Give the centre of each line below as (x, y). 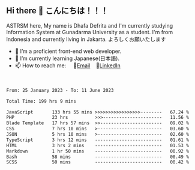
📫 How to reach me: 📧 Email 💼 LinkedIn (68, 65)
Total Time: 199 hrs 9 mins (41, 101)
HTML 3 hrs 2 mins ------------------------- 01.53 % (97, 145)
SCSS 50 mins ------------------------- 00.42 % (97, 162)
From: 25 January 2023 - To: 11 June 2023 (60, 90)
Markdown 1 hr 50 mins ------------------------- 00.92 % (97, 151)
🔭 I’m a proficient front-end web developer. (68, 51)
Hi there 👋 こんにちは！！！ (57, 11)
